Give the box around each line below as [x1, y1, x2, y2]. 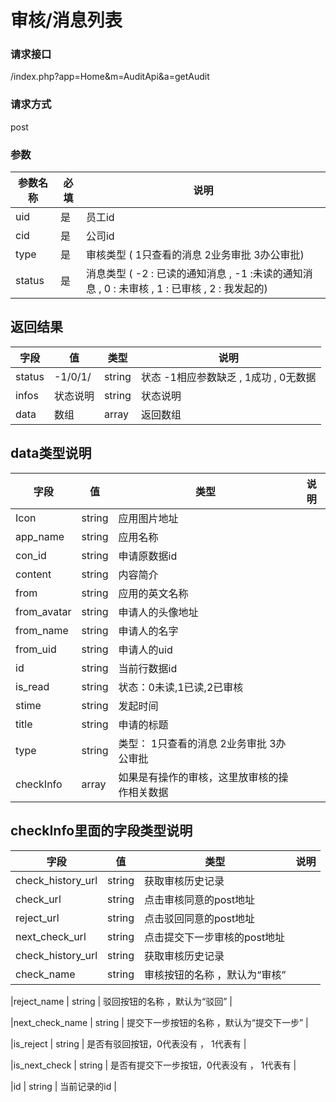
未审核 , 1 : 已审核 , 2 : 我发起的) [118, 282, 268, 296]
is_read [15, 679, 50, 693]
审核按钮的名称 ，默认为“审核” [144, 967, 287, 981]
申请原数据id [118, 549, 178, 563]
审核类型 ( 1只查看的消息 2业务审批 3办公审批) [85, 248, 305, 262]
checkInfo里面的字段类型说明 [10, 822, 193, 840]
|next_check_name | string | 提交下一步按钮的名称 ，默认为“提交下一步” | [10, 1016, 309, 1028]
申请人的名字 [118, 624, 179, 638]
